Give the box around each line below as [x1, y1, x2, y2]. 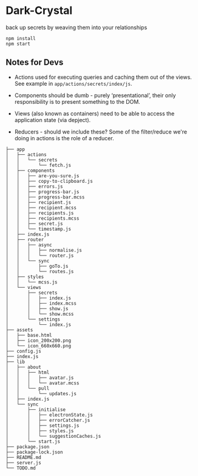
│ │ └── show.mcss [5, 311, 74, 317]
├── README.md [5, 454, 42, 460]
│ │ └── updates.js [5, 390, 77, 396]
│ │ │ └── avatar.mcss [5, 380, 80, 386]
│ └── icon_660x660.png [5, 342, 71, 349]
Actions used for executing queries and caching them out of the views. [14, 73, 192, 81]
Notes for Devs [5, 57, 64, 67]
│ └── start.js [5, 438, 61, 444]
